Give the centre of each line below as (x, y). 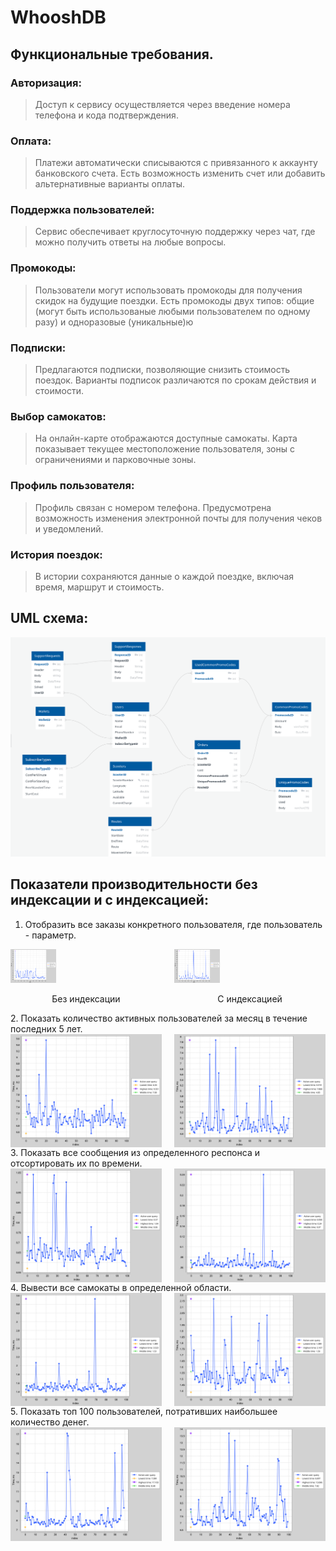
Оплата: (31, 141)
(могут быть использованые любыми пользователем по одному (172, 311)
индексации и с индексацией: (109, 900)
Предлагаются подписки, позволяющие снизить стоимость (162, 370)
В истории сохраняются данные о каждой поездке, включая (164, 576)
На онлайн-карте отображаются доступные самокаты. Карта (166, 438)
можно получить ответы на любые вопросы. (130, 242)
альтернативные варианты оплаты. (110, 184)
